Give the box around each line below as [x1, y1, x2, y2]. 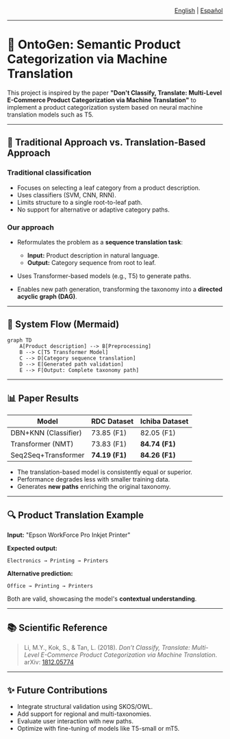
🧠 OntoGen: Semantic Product [7, 37, 181, 53]
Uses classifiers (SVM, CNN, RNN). [16, 190, 116, 199]
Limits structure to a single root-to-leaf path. [16, 198, 142, 206]
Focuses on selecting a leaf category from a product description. [16, 184, 201, 192]
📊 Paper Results [7, 392, 79, 404]
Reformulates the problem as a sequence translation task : [16, 238, 183, 246]
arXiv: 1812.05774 [23, 658, 74, 666]
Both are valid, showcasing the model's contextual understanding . [7, 594, 197, 603]
